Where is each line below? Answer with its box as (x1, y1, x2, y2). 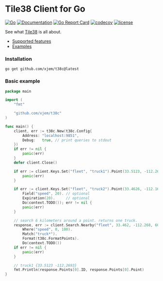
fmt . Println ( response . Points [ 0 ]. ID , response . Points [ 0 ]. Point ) (14, 267, 145, 272)
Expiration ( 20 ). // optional (22, 196, 90, 201)
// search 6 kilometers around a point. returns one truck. (14, 218, 138, 223)
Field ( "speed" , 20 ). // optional (22, 191, 90, 196)
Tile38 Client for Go (5, 3, 86, 15)
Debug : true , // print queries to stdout (22, 137, 112, 143)
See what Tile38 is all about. (5, 29, 62, 34)
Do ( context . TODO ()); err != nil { (22, 200, 92, 205)
